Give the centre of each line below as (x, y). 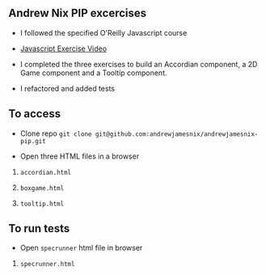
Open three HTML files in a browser (80, 156)
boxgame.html (42, 188)
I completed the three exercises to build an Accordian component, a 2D (139, 64)
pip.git (33, 141)
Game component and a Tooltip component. (93, 73)
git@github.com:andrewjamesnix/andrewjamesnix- (177, 134)
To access (35, 114)
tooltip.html (42, 204)
